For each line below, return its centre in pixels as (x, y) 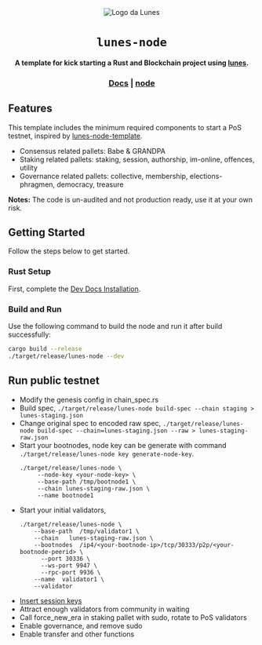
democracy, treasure (90, 184)
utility (28, 167)
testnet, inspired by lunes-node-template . (75, 136)
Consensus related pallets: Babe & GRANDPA (93, 151)
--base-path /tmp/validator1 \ (87, 531)
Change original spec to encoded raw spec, (90, 423)
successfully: (29, 335)
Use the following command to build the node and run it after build (115, 326)
